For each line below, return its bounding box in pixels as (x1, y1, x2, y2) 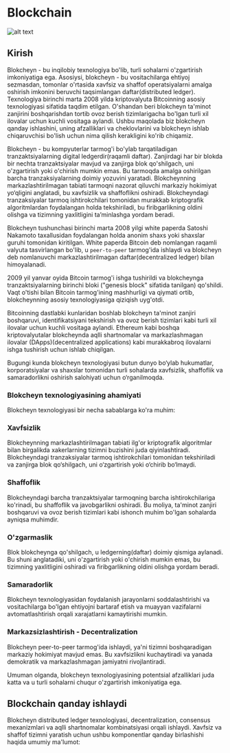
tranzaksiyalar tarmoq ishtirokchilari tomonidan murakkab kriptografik (7, 196, 204, 204)
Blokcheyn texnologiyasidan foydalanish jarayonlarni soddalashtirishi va (7, 596, 210, 604)
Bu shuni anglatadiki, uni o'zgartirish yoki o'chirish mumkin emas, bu (7, 555, 201, 563)
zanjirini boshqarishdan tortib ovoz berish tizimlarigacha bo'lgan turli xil (7, 109, 209, 117)
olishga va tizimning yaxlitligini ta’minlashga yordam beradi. (7, 210, 175, 218)
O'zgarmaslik (7, 532, 53, 542)
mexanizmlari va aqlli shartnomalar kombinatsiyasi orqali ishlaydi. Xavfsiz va (7, 723, 222, 732)
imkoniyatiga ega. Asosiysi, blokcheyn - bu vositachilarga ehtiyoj (7, 73, 190, 81)
